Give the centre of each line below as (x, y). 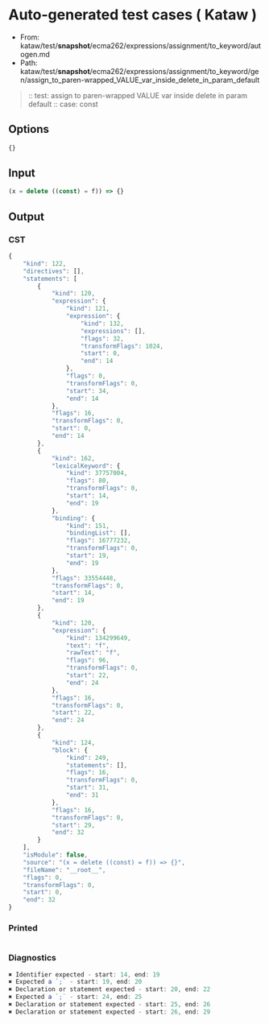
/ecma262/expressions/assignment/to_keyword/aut (176, 45)
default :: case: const (63, 104)
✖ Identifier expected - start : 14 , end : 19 (84, 974)
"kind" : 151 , (88, 526)
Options (29, 129)
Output (26, 216)
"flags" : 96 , (88, 661)
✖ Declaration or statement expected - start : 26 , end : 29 (110, 1012)
